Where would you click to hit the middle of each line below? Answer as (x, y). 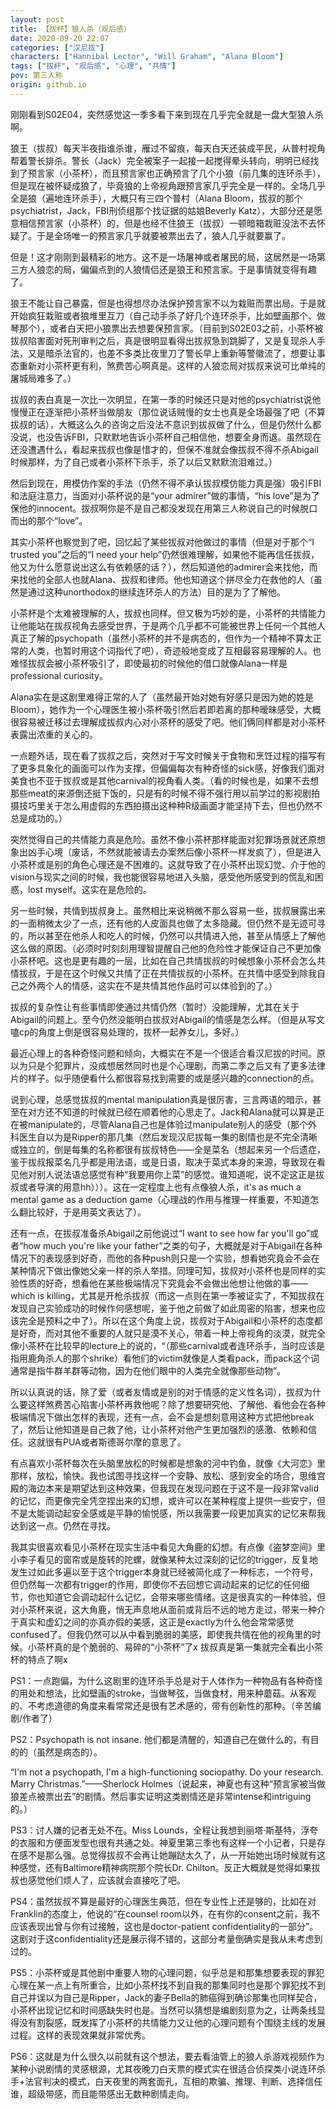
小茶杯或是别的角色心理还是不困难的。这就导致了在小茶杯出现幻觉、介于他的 (168, 864)
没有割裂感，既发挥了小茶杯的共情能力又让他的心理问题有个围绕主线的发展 (172, 2022)
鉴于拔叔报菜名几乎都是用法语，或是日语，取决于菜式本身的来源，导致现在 (163, 1162)
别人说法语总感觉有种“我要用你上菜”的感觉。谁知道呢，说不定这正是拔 (180, 1174)
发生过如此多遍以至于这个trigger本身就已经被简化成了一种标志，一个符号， (164, 1572)
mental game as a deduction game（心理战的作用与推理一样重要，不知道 (160, 1199)
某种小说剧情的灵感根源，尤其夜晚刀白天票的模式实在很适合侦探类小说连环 (163, 2068)
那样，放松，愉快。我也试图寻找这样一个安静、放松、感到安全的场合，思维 (163, 1475)
